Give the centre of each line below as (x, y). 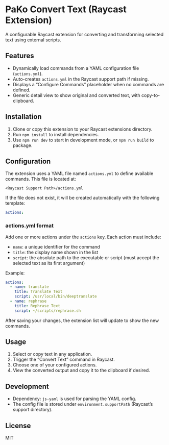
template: (15, 203)
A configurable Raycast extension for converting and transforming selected (84, 34)
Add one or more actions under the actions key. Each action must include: (83, 237)
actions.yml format (29, 226)
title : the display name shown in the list (55, 252)
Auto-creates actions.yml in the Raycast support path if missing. (81, 79)
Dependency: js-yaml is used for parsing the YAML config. (74, 399)
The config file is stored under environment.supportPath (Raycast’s (83, 404)
